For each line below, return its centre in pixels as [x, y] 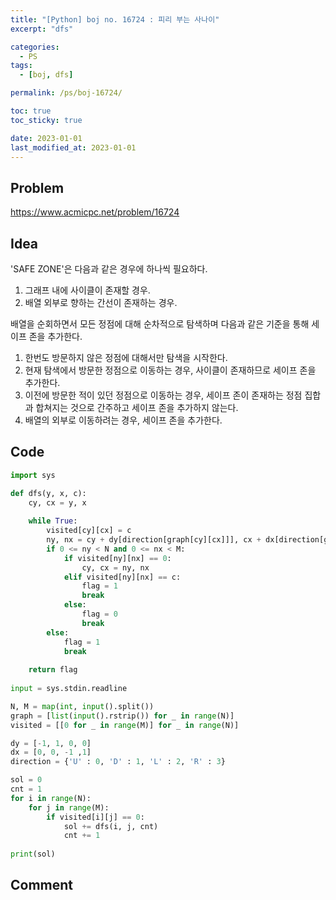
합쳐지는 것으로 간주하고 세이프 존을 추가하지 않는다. [137, 407]
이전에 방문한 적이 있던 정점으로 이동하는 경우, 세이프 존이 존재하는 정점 [163, 395]
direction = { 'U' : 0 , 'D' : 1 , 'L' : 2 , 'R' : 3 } [118, 762]
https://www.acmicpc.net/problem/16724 [95, 212]
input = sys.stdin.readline [69, 689]
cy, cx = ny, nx [115, 567]
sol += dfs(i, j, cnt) [111, 826]
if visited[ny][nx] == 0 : [117, 558]
